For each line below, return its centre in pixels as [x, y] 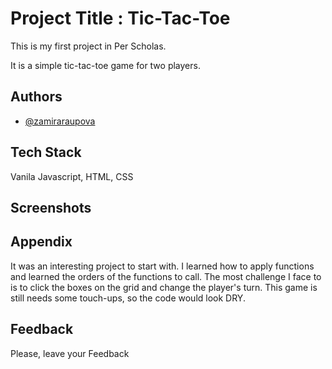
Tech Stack [46, 152]
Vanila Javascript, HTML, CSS [72, 176]
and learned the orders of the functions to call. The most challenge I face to [166, 276]
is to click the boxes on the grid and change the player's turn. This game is [164, 287]
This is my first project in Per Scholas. [88, 46]
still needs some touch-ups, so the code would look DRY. [128, 298]
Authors [36, 97]
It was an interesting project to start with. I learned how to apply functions [162, 266]
